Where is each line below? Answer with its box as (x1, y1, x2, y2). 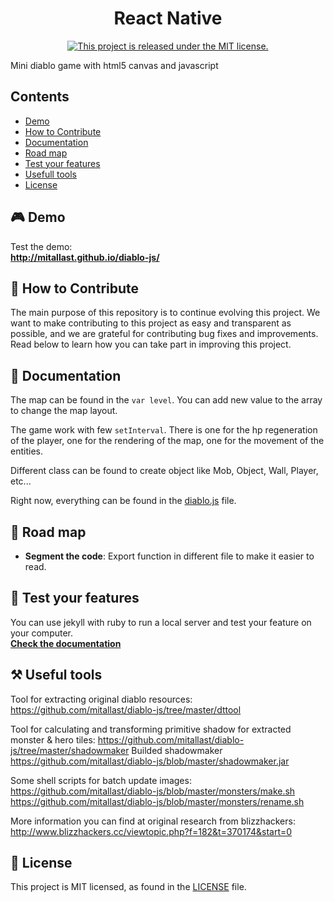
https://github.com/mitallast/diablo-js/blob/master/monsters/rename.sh (10, 795, 305, 807)
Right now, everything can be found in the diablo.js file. (10, 495, 237, 507)
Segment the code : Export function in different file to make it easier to (24, 550, 315, 562)
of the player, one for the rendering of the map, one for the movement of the (10, 435, 325, 447)
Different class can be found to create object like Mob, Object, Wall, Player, (10, 465, 319, 477)
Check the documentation (10, 637, 122, 649)
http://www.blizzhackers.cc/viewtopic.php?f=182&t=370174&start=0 (10, 825, 293, 837)
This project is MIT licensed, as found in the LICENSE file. (10, 881, 247, 893)
